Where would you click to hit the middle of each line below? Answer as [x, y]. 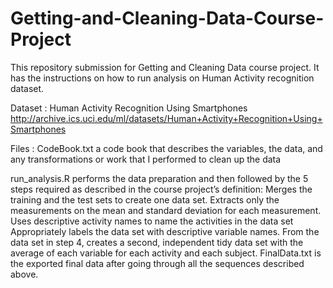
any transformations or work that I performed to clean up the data [146, 159]
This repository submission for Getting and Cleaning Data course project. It [165, 67]
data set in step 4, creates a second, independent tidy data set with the [157, 242]
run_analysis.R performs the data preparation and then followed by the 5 [159, 178]
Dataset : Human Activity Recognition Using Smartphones [129, 108]
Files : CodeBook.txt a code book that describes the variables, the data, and [166, 148]
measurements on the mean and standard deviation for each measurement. [166, 210]
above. [24, 274]
